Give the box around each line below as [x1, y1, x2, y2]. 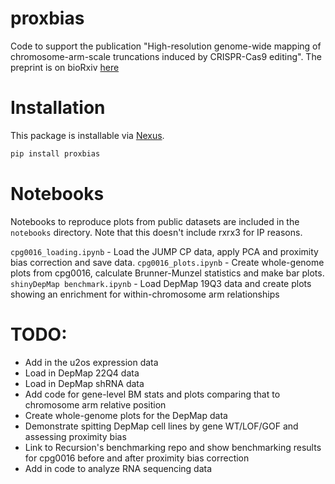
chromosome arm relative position [24, 398, 167, 411]
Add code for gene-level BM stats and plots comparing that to [24, 388, 281, 400]
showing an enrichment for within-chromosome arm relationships [10, 288, 280, 300]
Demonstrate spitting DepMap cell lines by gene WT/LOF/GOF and [24, 420, 299, 432]
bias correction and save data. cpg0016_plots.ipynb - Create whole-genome [10, 256, 325, 268]
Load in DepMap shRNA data [24, 377, 145, 389]
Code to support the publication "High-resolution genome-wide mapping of [10, 40, 322, 52]
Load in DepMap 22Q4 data [24, 367, 140, 379]
